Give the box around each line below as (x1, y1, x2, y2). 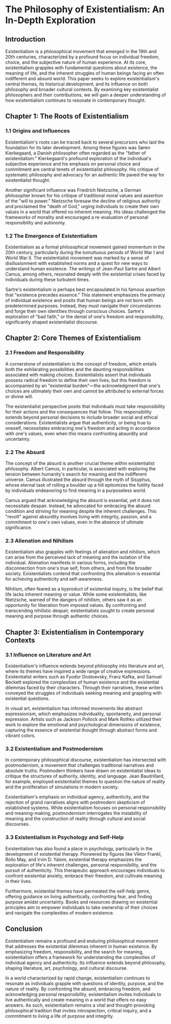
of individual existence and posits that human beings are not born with (5, 297, 153, 303)
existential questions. (5, 695, 50, 701)
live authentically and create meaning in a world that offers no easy (5, 997, 146, 1003)
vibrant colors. (5, 732, 36, 738)
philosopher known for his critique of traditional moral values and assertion (5, 192, 163, 198)
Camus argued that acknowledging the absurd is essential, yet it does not (5, 497, 160, 503)
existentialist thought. (5, 177, 51, 183)
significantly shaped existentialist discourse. (5, 318, 99, 325)
